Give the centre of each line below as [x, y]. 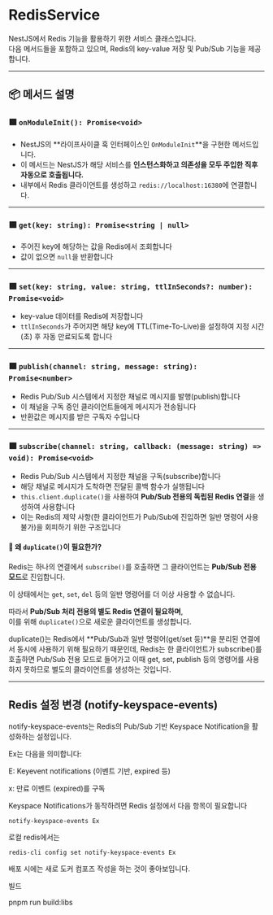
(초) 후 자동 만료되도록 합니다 [66, 337]
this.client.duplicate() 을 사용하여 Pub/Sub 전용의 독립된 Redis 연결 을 [138, 496]
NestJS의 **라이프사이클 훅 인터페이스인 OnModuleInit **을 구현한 [125, 144]
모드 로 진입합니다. [37, 577]
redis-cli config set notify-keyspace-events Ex [92, 852]
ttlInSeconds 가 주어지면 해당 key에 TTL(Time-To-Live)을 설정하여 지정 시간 [142, 326]
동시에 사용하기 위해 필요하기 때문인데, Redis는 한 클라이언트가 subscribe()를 [139, 649]
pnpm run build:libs [41, 902]
